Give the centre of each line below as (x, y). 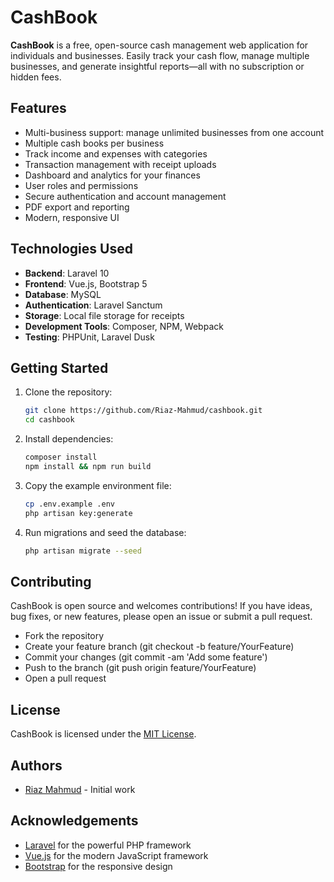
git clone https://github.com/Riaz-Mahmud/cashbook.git (143, 411)
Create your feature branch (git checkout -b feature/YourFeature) (159, 647)
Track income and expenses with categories (116, 153)
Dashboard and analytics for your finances (112, 175)
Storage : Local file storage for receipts (104, 315)
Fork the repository (64, 636)
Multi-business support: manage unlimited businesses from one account (174, 132)
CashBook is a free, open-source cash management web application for (159, 45)
